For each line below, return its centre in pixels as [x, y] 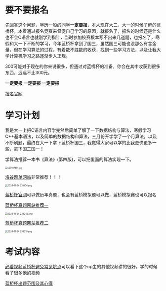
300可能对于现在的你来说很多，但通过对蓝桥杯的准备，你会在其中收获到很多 [83, 66]
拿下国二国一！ [29, 149]
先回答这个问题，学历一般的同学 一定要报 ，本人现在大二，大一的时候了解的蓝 [83, 25]
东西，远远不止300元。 [29, 72]
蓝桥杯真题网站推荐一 [27, 205]
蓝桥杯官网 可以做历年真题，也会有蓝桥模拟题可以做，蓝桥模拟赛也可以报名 [81, 194]
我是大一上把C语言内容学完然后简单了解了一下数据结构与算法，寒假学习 [78, 130]
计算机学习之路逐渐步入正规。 [40, 56]
